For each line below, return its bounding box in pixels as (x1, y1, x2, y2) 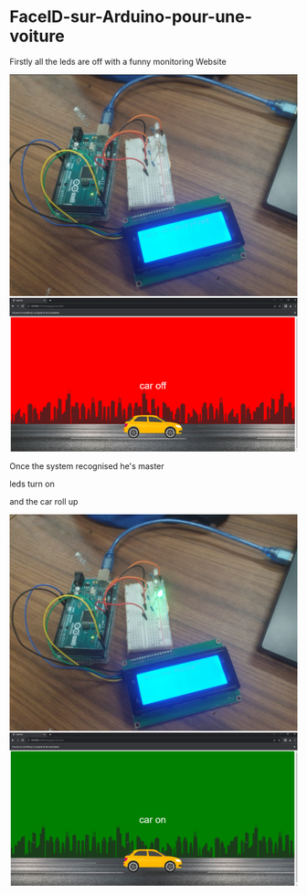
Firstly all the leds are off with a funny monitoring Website (9, 56, 227, 67)
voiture (9, 26, 66, 47)
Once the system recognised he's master (9, 461, 164, 472)
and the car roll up (9, 496, 79, 507)
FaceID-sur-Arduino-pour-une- (9, 6, 253, 27)
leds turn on (9, 478, 55, 490)
